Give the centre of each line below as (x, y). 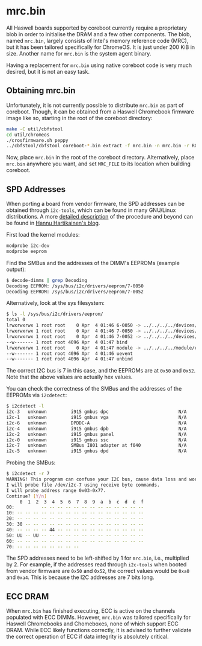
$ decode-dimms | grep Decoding (47, 280)
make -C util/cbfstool (35, 129)
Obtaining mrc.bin (41, 91)
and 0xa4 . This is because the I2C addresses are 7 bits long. (80, 577)
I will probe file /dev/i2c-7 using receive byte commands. (83, 485)
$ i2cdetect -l (25, 406)
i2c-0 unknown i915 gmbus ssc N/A (96, 440)
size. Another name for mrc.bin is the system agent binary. (79, 53)
